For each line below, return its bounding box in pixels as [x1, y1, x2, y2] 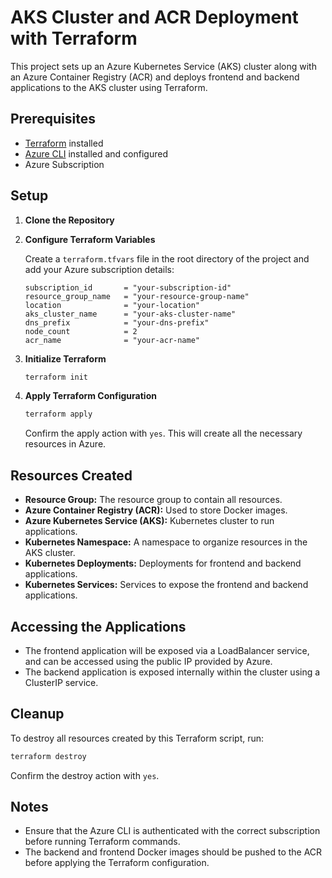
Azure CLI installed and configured [24, 147, 168, 160]
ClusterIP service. [24, 676, 99, 688]
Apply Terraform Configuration [24, 390, 157, 402]
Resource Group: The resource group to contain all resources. [24, 494, 283, 506]
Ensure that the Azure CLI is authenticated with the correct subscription [24, 825, 321, 837]
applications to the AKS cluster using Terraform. [10, 81, 208, 93]
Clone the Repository [24, 214, 115, 226]
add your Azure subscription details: [24, 263, 175, 275]
